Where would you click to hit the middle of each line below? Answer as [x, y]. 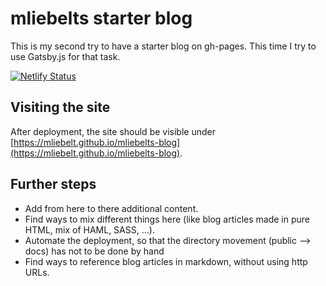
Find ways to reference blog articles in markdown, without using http [166, 261]
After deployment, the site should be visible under [113, 131]
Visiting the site [60, 107]
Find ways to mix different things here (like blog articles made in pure [167, 219]
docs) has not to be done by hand [94, 251]
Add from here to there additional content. [111, 208]
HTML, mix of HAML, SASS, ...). [89, 229]
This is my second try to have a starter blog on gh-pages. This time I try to [163, 46]
